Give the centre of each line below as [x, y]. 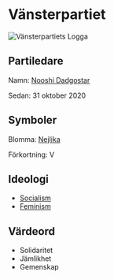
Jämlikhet [35, 259]
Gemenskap [39, 267]
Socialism [35, 198]
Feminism [35, 206]
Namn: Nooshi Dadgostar [49, 80]
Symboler [33, 120]
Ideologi [29, 179]
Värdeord [31, 231]
